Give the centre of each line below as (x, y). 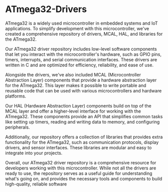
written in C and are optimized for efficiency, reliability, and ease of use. (79, 65)
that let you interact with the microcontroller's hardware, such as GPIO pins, (83, 54)
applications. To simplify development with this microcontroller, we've (77, 28)
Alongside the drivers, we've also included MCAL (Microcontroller (73, 74)
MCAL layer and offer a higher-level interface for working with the (73, 111)
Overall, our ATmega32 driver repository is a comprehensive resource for (81, 162)
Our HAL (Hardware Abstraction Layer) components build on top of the (78, 106)
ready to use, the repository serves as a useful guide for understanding (79, 173)
